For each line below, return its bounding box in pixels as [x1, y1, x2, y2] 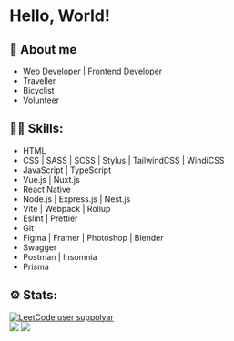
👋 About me [9, 42, 77, 57]
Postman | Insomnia [22, 251, 97, 262]
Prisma [22, 261, 50, 272]
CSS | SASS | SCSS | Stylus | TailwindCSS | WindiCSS [22, 155, 225, 165]
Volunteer [22, 95, 60, 105]
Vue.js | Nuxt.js [22, 174, 80, 185]
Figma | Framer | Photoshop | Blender [22, 232, 164, 243]
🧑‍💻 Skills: [9, 121, 64, 136]
